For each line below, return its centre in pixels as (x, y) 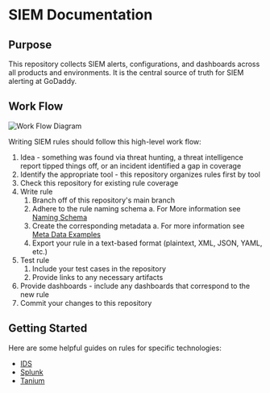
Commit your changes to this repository (86, 303)
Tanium (32, 380)
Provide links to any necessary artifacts (98, 277)
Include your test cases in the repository (99, 269)
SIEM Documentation (81, 15)
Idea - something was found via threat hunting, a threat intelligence (131, 157)
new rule (35, 294)
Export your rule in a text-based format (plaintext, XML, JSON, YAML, (147, 243)
